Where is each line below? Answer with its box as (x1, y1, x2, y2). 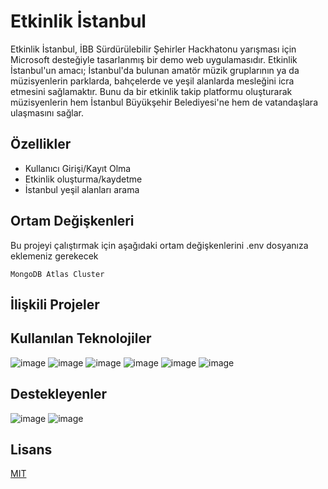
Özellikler (10, 136, 72, 153)
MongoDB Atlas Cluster (10, 269, 105, 279)
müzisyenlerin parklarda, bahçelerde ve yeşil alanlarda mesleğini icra (10, 75, 295, 87)
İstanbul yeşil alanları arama (24, 183, 140, 195)
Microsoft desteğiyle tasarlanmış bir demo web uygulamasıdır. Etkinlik (10, 53, 298, 65)
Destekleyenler (10, 386, 108, 403)
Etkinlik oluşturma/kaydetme (24, 173, 143, 185)
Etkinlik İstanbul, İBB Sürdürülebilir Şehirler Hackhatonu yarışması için (10, 43, 297, 55)
